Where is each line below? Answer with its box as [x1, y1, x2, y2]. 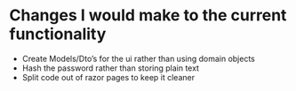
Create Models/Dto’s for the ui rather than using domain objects [21, 53, 255, 64]
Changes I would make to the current [9, 5, 287, 26]
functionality [9, 24, 107, 44]
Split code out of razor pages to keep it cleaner [21, 72, 196, 82]
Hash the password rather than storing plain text [21, 63, 200, 73]
